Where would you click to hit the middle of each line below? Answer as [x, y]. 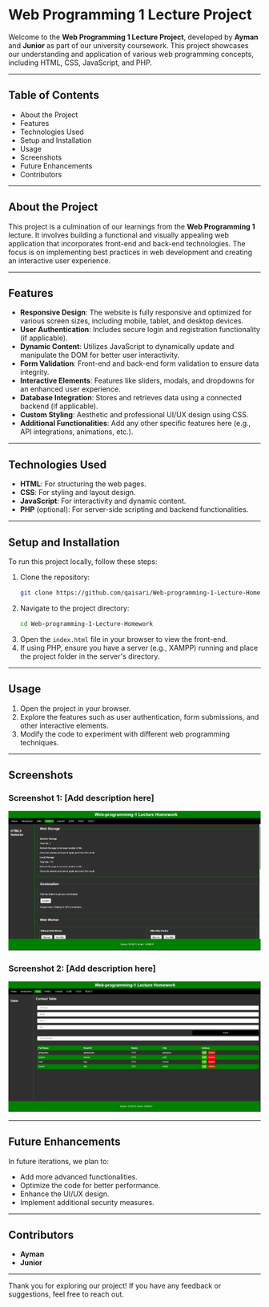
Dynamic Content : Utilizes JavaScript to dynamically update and [127, 347]
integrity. [34, 372]
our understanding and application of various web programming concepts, [131, 54]
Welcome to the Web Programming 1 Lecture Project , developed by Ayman [133, 37]
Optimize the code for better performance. [90, 1185]
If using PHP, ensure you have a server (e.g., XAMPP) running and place [139, 647]
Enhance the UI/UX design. [64, 1194]
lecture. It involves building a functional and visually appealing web [119, 235]
